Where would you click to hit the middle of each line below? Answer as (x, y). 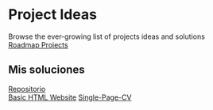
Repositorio (27, 89)
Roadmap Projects (39, 44)
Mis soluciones (46, 70)
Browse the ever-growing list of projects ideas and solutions (106, 36)
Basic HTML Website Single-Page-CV (70, 97)
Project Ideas (53, 15)
